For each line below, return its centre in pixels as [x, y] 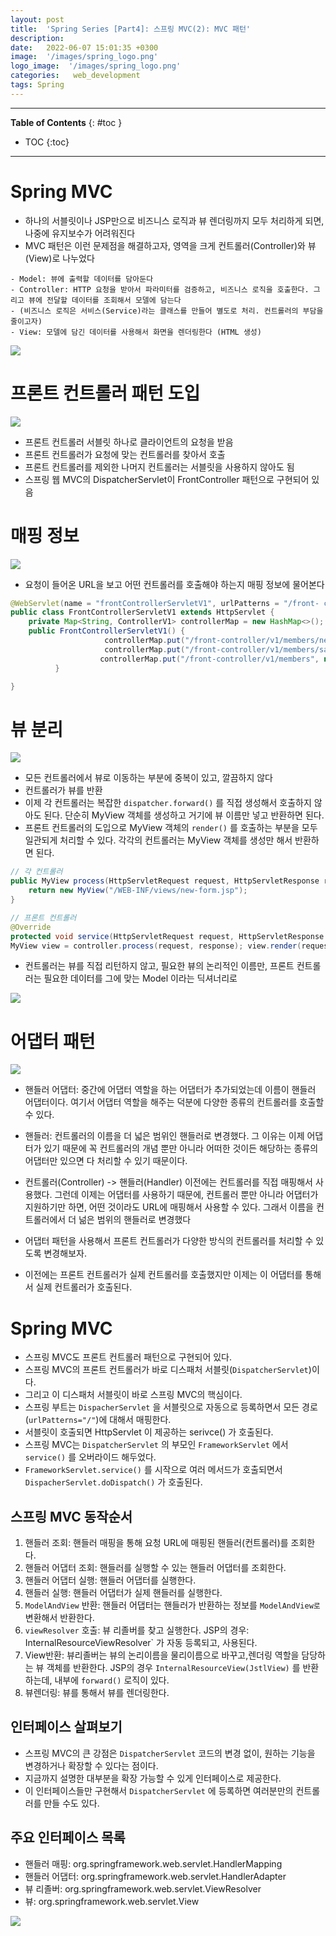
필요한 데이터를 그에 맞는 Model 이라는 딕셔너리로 [140, 978]
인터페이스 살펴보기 [66, 1727]
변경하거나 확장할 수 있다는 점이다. [91, 1765]
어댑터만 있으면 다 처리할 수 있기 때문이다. [106, 1161]
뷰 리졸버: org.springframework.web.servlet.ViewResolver [143, 1888]
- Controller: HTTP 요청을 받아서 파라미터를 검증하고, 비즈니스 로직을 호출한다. [160, 289]
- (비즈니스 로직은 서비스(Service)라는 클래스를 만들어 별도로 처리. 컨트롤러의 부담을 [167, 311]
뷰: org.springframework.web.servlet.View [112, 1901]
